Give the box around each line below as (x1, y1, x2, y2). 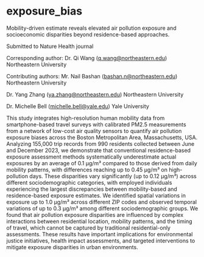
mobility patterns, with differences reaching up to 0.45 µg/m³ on (6, 166, 168, 173)
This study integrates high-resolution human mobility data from (6, 114, 165, 122)
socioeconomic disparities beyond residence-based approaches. (6, 30, 170, 38)
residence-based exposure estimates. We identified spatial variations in (6, 191, 186, 199)
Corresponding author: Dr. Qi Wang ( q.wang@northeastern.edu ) (6, 54, 167, 61)
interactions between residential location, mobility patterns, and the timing (6, 218, 193, 225)
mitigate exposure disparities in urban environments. (6, 243, 138, 250)
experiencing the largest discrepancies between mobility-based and (6, 185, 178, 193)
